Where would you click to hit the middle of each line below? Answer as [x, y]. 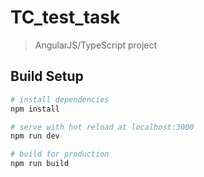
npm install [35, 109]
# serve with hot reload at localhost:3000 [102, 127]
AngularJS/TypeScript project [96, 45]
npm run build [40, 164]
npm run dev [35, 136]
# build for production [60, 154]
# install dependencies [60, 99]
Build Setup [47, 76]
